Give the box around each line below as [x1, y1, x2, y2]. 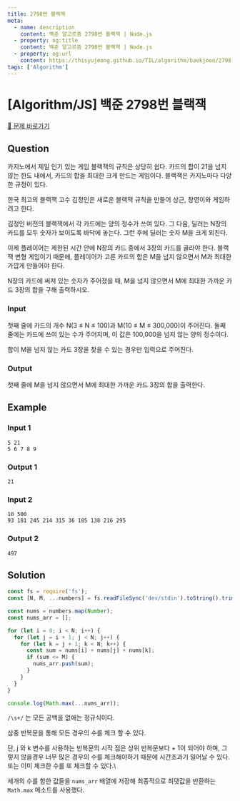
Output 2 [7, 533, 39, 543]
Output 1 [7, 462, 38, 472]
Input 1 [7, 423, 31, 433]
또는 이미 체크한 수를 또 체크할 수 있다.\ [7, 762, 116, 770]
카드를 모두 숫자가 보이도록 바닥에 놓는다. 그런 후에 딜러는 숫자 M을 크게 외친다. [7, 228, 229, 237]
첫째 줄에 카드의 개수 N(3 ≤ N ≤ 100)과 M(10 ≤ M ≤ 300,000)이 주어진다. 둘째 [7, 321, 226, 329]
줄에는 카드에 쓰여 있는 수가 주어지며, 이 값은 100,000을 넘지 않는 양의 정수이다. [7, 330, 229, 338]
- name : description [14, 24, 75, 31]
